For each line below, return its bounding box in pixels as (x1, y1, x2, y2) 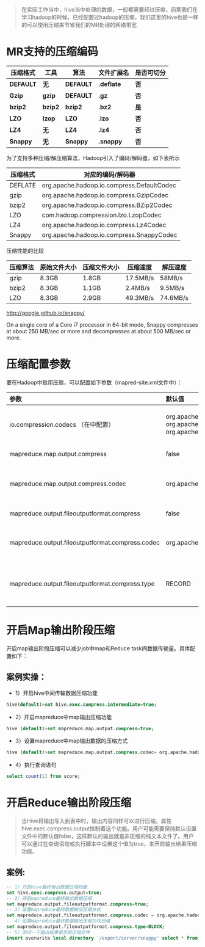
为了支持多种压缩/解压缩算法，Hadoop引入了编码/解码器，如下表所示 (6, 154, 180, 161)
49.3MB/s (125, 293, 154, 302)
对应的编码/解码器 (84, 170, 135, 179)
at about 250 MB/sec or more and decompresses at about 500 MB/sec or (6, 327, 191, 335)
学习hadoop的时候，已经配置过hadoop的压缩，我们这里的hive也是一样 (21, 13, 199, 21)
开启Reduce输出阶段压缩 (6, 796, 131, 810)
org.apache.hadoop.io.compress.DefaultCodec (41, 181, 176, 189)
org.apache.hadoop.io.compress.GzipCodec (41, 190, 169, 199)
